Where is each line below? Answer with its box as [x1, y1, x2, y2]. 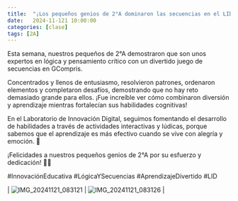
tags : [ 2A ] [7, 30, 40, 38]
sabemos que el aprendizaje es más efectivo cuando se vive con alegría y [7, 130, 223, 138]
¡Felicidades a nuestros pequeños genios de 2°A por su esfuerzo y [7, 151, 202, 159]
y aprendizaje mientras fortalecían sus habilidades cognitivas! [7, 100, 188, 110]
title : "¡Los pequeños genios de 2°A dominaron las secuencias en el [7, 10, 220, 18]
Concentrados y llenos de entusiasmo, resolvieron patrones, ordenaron [7, 79, 215, 87]
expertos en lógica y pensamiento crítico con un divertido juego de [7, 57, 203, 66]
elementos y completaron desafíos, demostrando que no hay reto [7, 86, 198, 94]
